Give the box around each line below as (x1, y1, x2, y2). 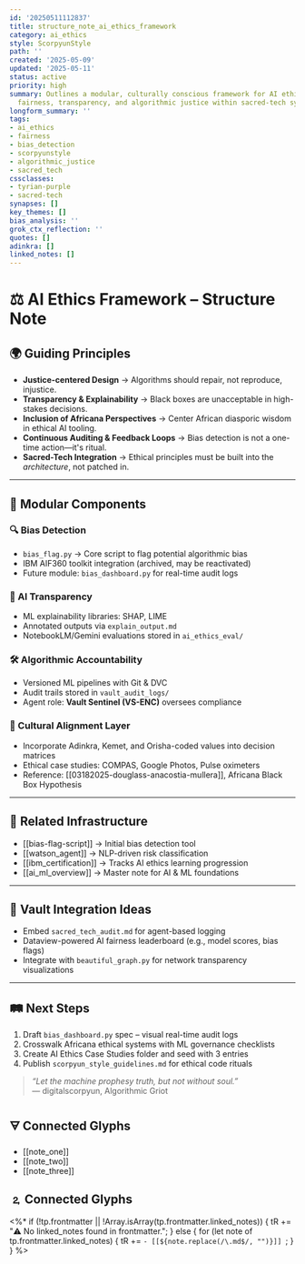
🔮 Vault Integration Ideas (9, 901, 152, 917)
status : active (9, 73, 67, 82)
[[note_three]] (22, 1165, 74, 1176)
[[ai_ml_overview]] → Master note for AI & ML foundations (22, 867, 239, 878)
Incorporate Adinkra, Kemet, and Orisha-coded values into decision (22, 740, 275, 751)
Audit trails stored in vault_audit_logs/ (22, 687, 170, 698)
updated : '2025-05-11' (9, 65, 95, 74)
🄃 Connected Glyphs (9, 1192, 133, 1208)
